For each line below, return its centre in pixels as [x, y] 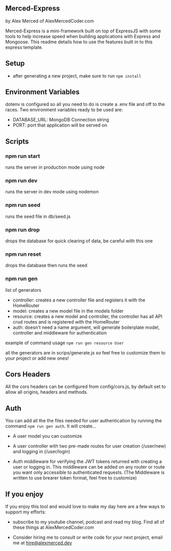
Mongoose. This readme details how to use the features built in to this [79, 42]
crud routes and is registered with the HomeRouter [66, 322]
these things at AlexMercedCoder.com [53, 527]
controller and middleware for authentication [60, 333]
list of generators [24, 290]
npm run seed [23, 205]
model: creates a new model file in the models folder [68, 311]
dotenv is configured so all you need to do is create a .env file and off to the [85, 104]
